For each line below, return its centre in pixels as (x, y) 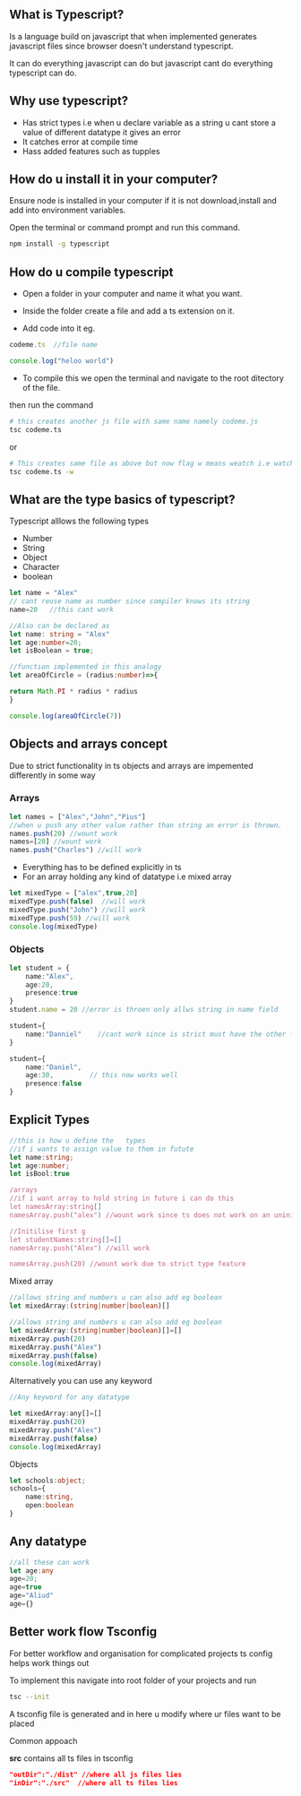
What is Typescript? (67, 15)
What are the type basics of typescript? (122, 500)
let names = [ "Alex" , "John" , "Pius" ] (77, 816)
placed (22, 1723)
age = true (26, 1587)
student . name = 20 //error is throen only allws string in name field (144, 1010)
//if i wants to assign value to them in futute (102, 1149)
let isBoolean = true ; (52, 651)
